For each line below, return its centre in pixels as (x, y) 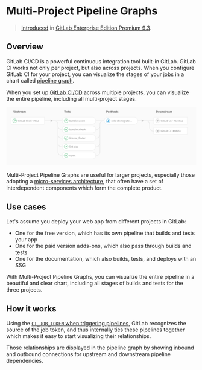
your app (26, 240)
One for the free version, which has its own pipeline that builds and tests (105, 233)
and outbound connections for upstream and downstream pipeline (88, 354)
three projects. (24, 290)
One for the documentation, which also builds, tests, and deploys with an (106, 259)
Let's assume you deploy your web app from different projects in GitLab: (96, 222)
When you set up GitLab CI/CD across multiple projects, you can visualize (98, 92)
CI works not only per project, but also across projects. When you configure (100, 68)
